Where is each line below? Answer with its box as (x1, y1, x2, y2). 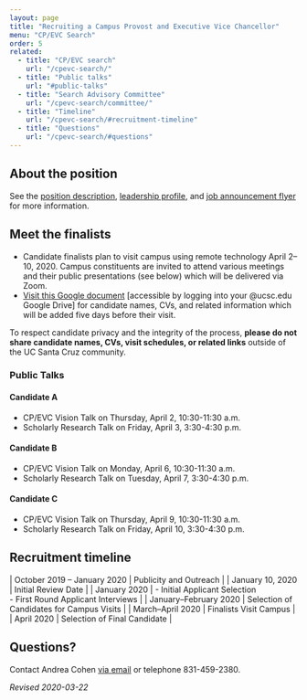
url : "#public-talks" (26, 81, 108, 90)
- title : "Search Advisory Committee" (17, 90, 166, 99)
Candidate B (9, 442, 58, 453)
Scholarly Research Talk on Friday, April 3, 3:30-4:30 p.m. (22, 421, 242, 432)
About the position (9, 166, 118, 182)
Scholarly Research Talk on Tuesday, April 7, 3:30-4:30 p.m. (22, 472, 249, 483)
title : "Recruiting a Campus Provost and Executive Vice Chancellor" (9, 22, 281, 31)
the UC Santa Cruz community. (9, 346, 126, 357)
